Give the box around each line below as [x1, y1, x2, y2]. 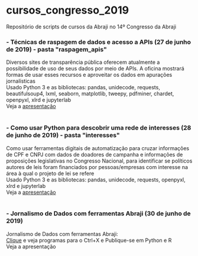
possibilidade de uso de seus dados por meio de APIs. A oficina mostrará [6, 65, 184, 72]
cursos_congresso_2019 [6, 4, 129, 17]
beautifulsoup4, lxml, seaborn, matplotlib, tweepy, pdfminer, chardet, [6, 90, 174, 98]
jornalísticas [6, 77, 35, 85]
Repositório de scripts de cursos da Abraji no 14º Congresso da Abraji [6, 23, 177, 30]
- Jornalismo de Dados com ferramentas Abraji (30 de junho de [6, 209, 191, 218]
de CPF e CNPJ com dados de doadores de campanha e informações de [6, 151, 183, 158]
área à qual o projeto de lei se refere [6, 170, 95, 177]
